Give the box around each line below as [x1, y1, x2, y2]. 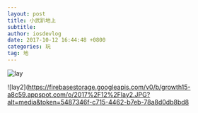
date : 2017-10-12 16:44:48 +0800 [7, 37, 106, 44]
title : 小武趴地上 [7, 17, 57, 24]
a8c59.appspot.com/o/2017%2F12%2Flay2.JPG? [7, 90, 151, 99]
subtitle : [7, 23, 37, 30]
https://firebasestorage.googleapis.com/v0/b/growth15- [28, 83, 191, 91]
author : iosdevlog [7, 30, 62, 37]
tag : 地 [7, 50, 29, 57]
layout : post [7, 10, 46, 18]
